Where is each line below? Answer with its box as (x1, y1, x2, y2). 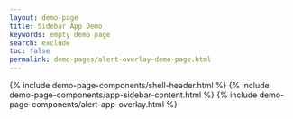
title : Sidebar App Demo (9, 22, 103, 31)
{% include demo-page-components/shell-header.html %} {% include (9, 80, 270, 90)
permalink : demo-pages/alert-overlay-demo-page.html (9, 55, 212, 64)
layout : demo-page (9, 13, 78, 23)
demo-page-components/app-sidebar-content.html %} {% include (9, 89, 258, 100)
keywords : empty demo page (9, 30, 111, 39)
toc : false (9, 47, 50, 56)
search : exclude (9, 38, 70, 48)
